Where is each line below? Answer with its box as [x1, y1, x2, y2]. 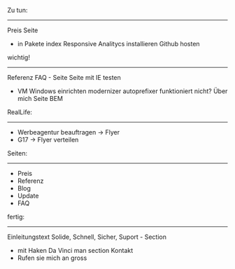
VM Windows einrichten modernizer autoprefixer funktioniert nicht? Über [17, 87, 228, 95]
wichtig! [7, 53, 30, 62]
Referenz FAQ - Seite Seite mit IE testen [7, 74, 121, 81]
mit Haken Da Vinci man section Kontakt [17, 247, 134, 254]
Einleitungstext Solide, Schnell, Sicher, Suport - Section [7, 233, 166, 241]
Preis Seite [7, 26, 38, 34]
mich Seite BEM [17, 95, 63, 102]
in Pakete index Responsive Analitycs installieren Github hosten [17, 40, 201, 48]
